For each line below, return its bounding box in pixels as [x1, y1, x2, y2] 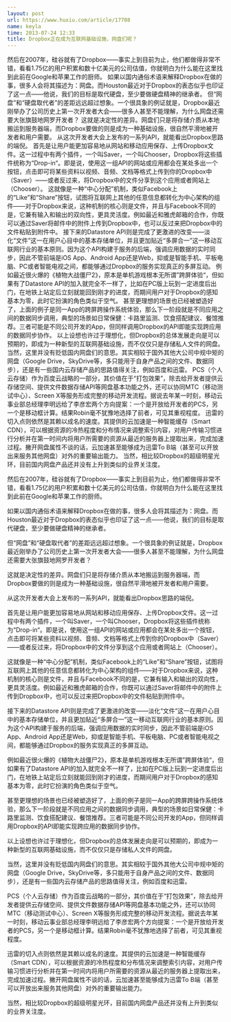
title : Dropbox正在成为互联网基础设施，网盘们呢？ [7, 36, 137, 43]
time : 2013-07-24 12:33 [7, 29, 76, 37]
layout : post [7, 10, 45, 17]
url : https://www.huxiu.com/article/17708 [7, 17, 131, 23]
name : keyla [7, 23, 41, 30]
